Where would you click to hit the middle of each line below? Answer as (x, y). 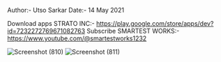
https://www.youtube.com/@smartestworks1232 (77, 38)
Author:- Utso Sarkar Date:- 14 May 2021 (66, 10)
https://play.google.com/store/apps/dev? (155, 23)
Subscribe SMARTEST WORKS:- (133, 31)
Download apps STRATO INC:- (51, 23)
